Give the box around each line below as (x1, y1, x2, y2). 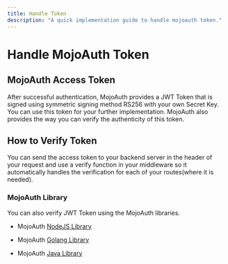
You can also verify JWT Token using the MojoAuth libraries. (7, 208, 181, 217)
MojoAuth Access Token (7, 74, 116, 86)
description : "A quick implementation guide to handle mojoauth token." (7, 17, 222, 24)
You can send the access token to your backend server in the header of (7, 154, 213, 162)
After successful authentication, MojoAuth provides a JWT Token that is (7, 92, 213, 101)
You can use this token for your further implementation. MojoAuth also (7, 107, 209, 115)
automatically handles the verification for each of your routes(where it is (7, 168, 214, 176)
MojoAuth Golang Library (17, 236, 90, 244)
